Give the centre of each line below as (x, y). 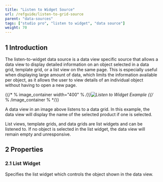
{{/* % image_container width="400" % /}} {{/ (79, 94)
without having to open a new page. (41, 85)
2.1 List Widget (23, 163)
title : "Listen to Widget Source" (40, 10)
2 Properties (24, 150)
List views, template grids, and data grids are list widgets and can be (74, 124)
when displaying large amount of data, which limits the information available (81, 75)
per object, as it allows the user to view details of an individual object (74, 80)
